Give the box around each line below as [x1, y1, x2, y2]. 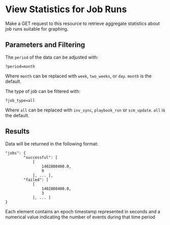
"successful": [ [23, 155, 58, 160]
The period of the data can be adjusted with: [5, 54, 98, 60]
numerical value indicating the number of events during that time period [5, 214, 156, 220]
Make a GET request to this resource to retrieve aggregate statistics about [5, 20, 160, 26]
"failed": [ [23, 177, 49, 182]
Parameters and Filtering [5, 41, 85, 49]
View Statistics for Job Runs [5, 4, 127, 15]
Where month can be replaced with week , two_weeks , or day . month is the [5, 73, 152, 79]
